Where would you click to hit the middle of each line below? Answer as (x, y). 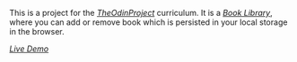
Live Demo (29, 49)
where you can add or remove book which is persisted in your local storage (148, 22)
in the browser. (37, 31)
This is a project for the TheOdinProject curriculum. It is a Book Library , (141, 13)
